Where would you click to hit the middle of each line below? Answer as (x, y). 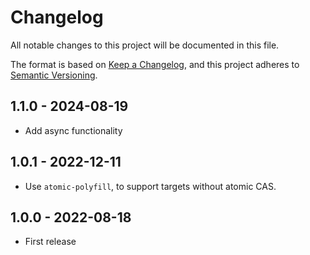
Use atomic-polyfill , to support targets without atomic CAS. (150, 186)
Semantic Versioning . (54, 75)
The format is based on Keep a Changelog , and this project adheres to (155, 64)
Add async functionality (73, 130)
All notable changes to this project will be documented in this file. (145, 45)
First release (50, 242)
